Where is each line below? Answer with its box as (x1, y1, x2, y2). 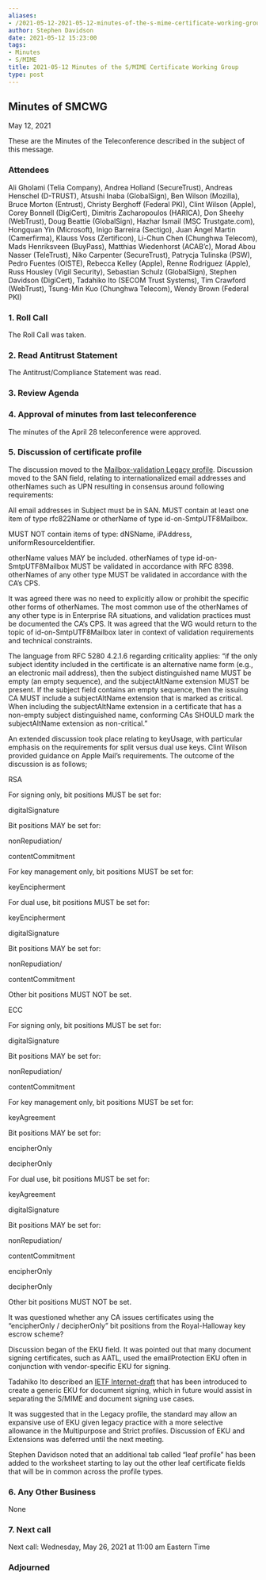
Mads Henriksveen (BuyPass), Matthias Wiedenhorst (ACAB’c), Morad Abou (8, 241, 256, 251)
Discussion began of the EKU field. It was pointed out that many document (8, 1344, 252, 1354)
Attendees (8, 164, 50, 175)
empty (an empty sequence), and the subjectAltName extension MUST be (8, 676, 249, 686)
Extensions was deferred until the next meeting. (8, 1434, 165, 1444)
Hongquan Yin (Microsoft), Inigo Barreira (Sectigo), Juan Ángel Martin (8, 224, 236, 234)
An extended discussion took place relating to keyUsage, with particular (8, 734, 243, 743)
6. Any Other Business (8, 1486, 97, 1498)
